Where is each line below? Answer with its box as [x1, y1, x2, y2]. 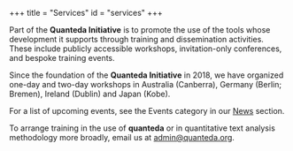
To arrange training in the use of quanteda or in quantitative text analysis [9, 123, 276, 133]
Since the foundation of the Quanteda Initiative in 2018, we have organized [9, 70, 284, 80]
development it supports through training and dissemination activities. [9, 34, 264, 44]
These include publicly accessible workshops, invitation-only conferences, [9, 43, 282, 54]
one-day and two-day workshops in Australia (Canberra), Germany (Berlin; [9, 79, 281, 89]
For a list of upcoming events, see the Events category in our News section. [9, 106, 285, 116]
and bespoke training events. [9, 53, 115, 63]
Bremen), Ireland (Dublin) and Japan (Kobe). [9, 88, 171, 99]
